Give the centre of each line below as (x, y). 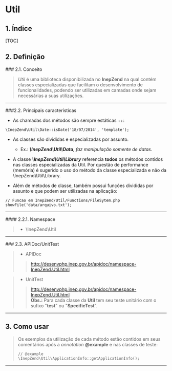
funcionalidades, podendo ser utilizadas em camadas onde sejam (87, 90)
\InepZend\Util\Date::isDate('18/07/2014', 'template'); (67, 129)
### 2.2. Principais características (41, 110)
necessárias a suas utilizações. (51, 96)
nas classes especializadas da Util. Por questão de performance (80, 164)
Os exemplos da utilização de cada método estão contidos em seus (89, 339)
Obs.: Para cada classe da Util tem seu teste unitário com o (93, 300)
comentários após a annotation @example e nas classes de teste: (88, 344)
